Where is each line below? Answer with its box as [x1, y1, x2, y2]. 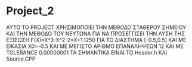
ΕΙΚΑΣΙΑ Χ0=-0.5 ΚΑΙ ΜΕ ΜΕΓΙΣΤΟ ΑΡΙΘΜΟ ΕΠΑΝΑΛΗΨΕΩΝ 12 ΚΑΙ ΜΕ [6, 43, 184, 50]
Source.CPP [6, 55, 36, 62]
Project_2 [6, 4, 54, 18]
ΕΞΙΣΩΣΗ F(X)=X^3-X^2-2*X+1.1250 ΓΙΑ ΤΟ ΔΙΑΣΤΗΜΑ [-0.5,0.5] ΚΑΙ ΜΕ [6, 36, 187, 43]
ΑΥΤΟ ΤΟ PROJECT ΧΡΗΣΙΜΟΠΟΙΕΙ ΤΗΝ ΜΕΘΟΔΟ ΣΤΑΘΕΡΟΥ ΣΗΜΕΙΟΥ [6, 24, 187, 31]
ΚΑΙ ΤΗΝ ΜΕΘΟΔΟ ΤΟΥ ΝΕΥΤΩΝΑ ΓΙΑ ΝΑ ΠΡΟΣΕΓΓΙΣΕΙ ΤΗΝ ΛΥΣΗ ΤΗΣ [6, 30, 185, 37]
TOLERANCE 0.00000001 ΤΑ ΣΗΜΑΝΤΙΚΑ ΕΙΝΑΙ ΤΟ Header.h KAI [6, 49, 168, 56]
